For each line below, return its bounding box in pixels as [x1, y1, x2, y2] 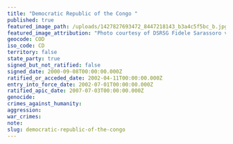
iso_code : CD [7, 42, 45, 49]
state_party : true [7, 55, 60, 62]
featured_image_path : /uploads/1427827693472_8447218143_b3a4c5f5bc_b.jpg [7, 23, 228, 30]
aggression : [7, 107, 42, 114]
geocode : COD [7, 36, 45, 43]
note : [7, 119, 23, 127]
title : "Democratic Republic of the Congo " [7, 10, 138, 17]
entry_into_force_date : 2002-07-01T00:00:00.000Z [7, 81, 154, 88]
